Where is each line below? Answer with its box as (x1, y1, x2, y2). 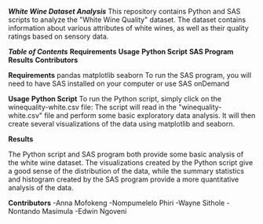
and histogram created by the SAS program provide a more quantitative (8, 174, 239, 184)
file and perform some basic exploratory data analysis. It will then (44, 111, 256, 120)
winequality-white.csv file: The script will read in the (8, 102, 177, 112)
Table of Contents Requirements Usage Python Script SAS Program (8, 47, 234, 56)
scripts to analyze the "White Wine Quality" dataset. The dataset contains (8, 15, 246, 24)
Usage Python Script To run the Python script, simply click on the (8, 94, 222, 103)
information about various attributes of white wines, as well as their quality (8, 24, 249, 32)
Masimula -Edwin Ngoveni (42, 207, 127, 215)
